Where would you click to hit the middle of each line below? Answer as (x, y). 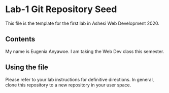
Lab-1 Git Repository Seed (61, 9)
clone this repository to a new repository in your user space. (68, 85)
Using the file (27, 67)
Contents (20, 39)
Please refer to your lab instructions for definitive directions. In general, (80, 79)
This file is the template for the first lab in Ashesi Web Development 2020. (82, 23)
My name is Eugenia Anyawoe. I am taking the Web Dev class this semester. (85, 51)
